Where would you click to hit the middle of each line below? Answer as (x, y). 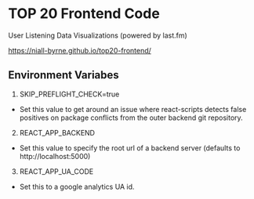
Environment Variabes (63, 75)
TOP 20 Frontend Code (84, 14)
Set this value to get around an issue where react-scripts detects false (133, 109)
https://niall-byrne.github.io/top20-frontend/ (80, 50)
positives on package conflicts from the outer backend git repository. (131, 118)
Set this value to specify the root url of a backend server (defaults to (130, 148)
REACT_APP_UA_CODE (56, 171)
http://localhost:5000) (55, 156)
